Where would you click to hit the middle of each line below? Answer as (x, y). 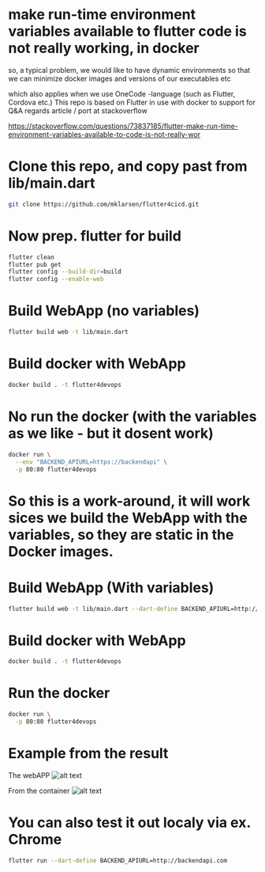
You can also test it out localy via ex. (129, 823)
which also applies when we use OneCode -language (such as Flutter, (122, 93)
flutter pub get (35, 264)
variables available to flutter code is (127, 31)
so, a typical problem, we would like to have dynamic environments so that (129, 70)
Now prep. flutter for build (95, 236)
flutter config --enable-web (56, 279)
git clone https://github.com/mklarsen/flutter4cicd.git (104, 204)
